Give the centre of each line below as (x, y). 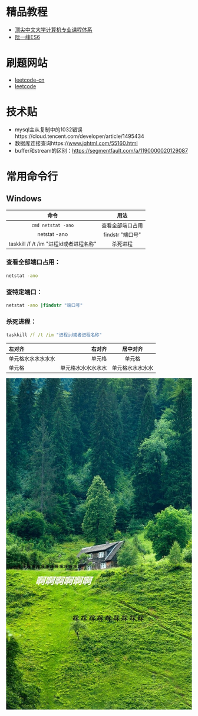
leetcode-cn (29, 80)
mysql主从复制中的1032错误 (48, 129)
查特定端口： (24, 292)
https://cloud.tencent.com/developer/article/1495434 (79, 136)
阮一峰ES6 (27, 37)
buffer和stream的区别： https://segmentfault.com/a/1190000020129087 (101, 150)
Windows (24, 199)
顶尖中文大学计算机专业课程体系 (53, 30)
